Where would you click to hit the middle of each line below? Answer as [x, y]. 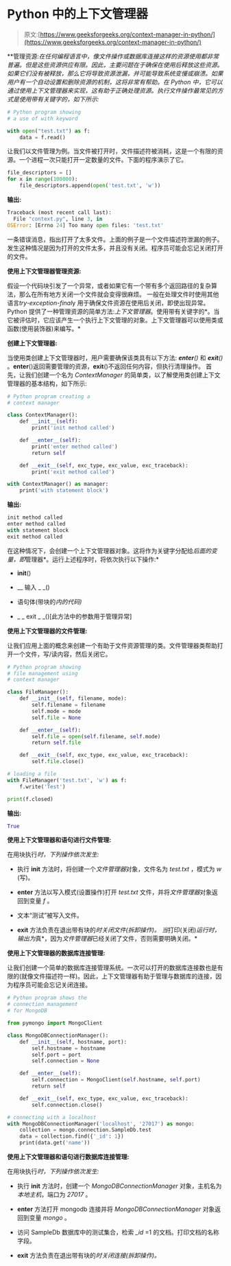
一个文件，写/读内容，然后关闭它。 [62, 654]
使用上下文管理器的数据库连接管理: [56, 953]
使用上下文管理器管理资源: [44, 271]
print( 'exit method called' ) [73, 472]
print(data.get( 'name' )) [55, 1143]
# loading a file [32, 774]
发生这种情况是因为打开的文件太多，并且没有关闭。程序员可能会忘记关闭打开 [115, 248]
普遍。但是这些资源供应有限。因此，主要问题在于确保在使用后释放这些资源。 [115, 65]
